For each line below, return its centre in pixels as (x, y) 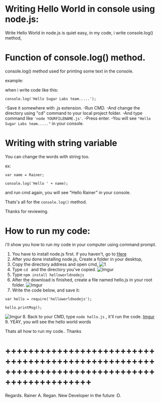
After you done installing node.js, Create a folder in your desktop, (77, 259)
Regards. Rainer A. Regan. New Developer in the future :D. (63, 395)
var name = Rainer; (25, 175)
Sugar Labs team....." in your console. (44, 123)
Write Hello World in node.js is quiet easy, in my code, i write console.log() (79, 33)
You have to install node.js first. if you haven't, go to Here (69, 254)
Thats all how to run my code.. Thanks (43, 331)
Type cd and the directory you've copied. (54, 269)
